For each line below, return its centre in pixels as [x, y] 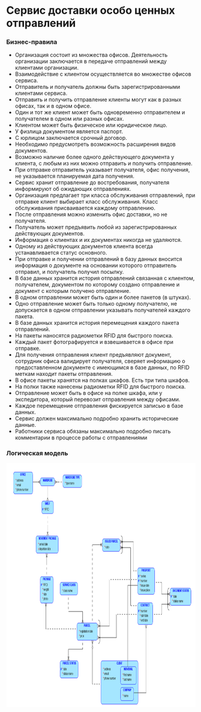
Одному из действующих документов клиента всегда [84, 246]
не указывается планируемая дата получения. [75, 176]
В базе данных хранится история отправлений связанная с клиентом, [105, 278]
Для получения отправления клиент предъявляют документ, [93, 355]
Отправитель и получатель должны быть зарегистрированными [97, 87]
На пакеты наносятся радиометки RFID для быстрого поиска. [94, 336]
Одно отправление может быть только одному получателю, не [96, 304]
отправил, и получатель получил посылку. [69, 272]
